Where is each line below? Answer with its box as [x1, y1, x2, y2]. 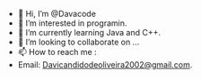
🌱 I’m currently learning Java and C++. [17, 28, 162, 37]
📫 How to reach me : [17, 47, 97, 57]
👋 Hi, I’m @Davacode [17, 9, 97, 19]
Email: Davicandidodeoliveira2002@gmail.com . [17, 59, 193, 70]
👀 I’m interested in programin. [17, 18, 127, 28]
